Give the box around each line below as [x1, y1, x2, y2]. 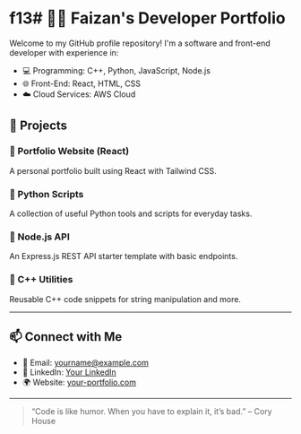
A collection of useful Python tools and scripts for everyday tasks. [9, 208, 253, 219]
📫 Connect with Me [9, 329, 123, 344]
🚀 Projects [9, 118, 68, 134]
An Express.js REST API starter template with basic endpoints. [9, 251, 238, 262]
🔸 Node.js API [9, 230, 70, 243]
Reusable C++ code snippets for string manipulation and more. [9, 293, 242, 304]
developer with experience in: [9, 47, 119, 57]
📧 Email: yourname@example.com [21, 358, 150, 369]
